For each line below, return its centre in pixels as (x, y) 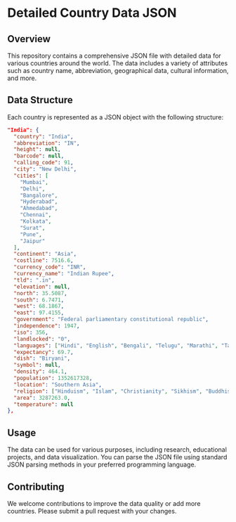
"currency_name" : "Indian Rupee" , (64, 274)
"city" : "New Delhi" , (45, 169)
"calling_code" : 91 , (44, 163)
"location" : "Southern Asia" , (58, 384)
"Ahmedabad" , (39, 209)
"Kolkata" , (36, 222)
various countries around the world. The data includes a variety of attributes (118, 63)
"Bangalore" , (39, 195)
